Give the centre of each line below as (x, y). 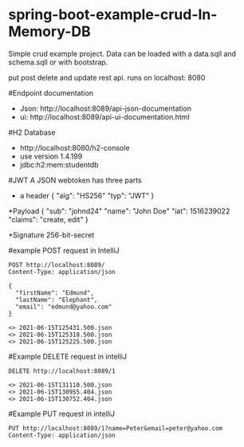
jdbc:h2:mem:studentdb (59, 164)
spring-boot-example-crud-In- (113, 15)
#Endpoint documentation (51, 92)
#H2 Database (32, 132)
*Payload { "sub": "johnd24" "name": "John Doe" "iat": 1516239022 (119, 211)
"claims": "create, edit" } (49, 219)
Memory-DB (49, 31)
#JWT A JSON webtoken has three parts (75, 180)
